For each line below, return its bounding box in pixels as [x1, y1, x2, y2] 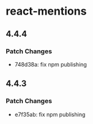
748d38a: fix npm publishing [14, 60, 87, 68]
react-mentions [6, 4, 87, 18]
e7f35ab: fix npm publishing [14, 111, 86, 118]
